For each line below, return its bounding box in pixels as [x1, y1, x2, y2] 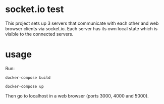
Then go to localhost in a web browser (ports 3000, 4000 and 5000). [5, 92, 149, 99]
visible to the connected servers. [5, 31, 74, 37]
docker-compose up [5, 84, 44, 89]
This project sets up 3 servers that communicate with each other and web [5, 20, 159, 26]
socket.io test [5, 4, 64, 15]
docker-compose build [5, 75, 51, 80]
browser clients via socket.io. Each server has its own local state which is [5, 25, 158, 31]
